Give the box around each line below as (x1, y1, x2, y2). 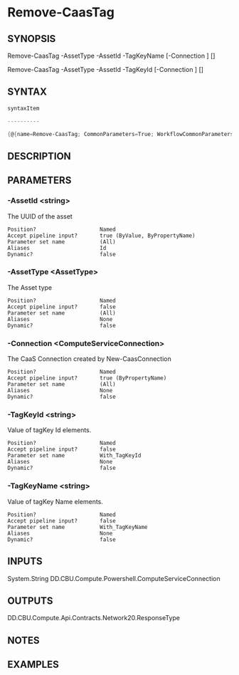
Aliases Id (7, 244, 107, 251)
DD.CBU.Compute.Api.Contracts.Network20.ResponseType (7, 614, 180, 622)
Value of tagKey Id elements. (7, 426, 92, 434)
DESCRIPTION (7, 150, 71, 162)
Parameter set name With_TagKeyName (7, 523, 148, 530)
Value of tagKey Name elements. (7, 497, 103, 506)
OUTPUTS (7, 595, 53, 607)
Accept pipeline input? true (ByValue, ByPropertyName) (7, 232, 196, 239)
